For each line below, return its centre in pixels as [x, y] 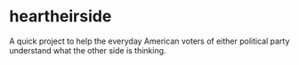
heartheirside [61, 16]
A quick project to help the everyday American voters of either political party [149, 41]
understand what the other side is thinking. [88, 50]
